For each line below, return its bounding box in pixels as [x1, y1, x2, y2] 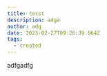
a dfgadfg [7, 61, 33, 69]
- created [13, 42, 41, 49]
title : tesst [7, 10, 45, 17]
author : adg [7, 23, 41, 30]
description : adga [7, 17, 60, 23]
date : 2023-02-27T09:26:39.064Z [7, 29, 100, 37]
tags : [7, 36, 23, 43]
